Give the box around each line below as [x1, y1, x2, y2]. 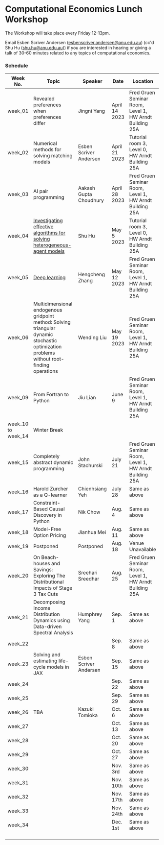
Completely [33, 453, 60, 460]
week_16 [7, 488, 29, 495]
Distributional [33, 579, 64, 585]
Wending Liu [78, 334, 107, 341]
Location [132, 78, 154, 85]
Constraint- [33, 500, 61, 507]
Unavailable [129, 546, 156, 553]
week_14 [7, 433, 29, 439]
